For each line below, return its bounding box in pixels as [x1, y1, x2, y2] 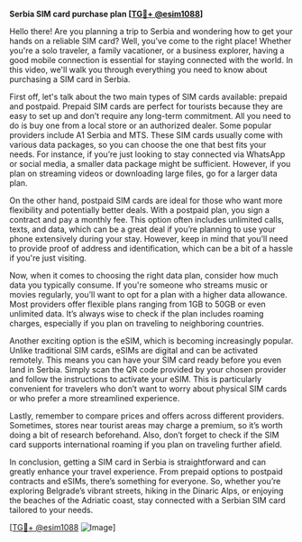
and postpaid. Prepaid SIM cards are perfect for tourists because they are [9, 101, 284, 112]
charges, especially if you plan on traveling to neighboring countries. [9, 318, 264, 328]
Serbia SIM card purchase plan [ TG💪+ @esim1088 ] [9, 9, 204, 19]
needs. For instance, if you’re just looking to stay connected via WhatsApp [9, 149, 286, 160]
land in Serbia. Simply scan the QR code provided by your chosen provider [9, 364, 287, 374]
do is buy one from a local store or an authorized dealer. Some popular [9, 120, 272, 131]
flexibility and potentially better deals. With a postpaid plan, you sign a [9, 205, 270, 216]
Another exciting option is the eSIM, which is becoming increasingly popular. [9, 335, 294, 346]
